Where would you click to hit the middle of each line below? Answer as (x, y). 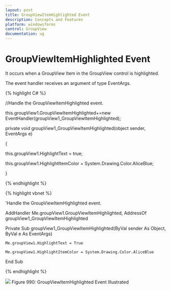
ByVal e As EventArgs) (29, 234)
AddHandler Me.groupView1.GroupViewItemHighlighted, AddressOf (76, 213)
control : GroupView (26, 29)
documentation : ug (25, 34)
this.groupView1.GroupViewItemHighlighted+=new (58, 113)
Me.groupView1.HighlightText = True (44, 243)
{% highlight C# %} (26, 93)
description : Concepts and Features (44, 19)
